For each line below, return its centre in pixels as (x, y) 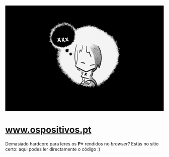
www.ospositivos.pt (48, 130)
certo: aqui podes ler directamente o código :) (53, 149)
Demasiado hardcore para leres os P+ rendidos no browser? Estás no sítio (82, 143)
